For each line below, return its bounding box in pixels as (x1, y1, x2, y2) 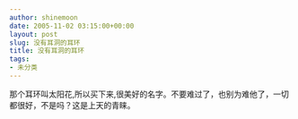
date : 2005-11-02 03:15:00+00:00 (9, 21, 135, 30)
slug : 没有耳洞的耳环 (9, 38, 81, 47)
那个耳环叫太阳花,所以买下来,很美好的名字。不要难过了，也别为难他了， (9, 89, 274, 99)
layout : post (9, 30, 58, 38)
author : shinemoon (9, 13, 78, 22)
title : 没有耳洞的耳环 (9, 47, 85, 55)
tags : (9, 55, 30, 64)
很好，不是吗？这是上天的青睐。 (16, 99, 136, 110)
